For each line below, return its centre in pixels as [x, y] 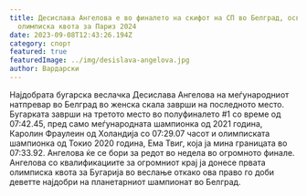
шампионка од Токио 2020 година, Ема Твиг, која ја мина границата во [148, 143]
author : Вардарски [44, 69]
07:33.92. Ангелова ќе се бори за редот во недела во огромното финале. [152, 152]
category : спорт [40, 43]
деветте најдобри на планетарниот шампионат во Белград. [125, 181]
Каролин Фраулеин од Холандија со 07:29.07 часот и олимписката [140, 133]
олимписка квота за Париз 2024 [77, 26]
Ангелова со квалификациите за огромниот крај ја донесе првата [138, 162]
